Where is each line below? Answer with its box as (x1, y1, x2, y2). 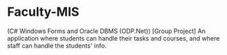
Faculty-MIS (7, 4, 80, 20)
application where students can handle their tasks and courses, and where (7, 34, 220, 42)
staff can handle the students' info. (7, 41, 107, 49)
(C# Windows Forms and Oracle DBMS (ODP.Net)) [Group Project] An (7, 27, 206, 35)
